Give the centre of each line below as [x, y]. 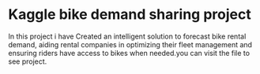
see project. [28, 61]
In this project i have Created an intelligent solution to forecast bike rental [127, 36]
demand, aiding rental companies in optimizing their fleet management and [130, 44]
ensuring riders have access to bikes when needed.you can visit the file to [129, 53]
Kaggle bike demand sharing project [130, 15]
